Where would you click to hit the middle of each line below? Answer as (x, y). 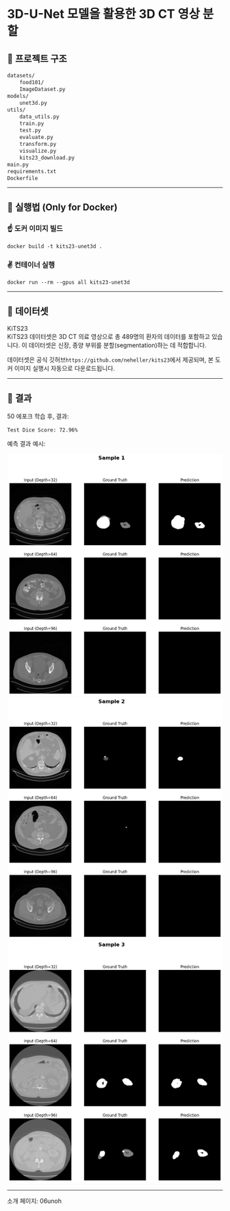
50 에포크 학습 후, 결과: (38, 416)
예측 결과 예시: (26, 443)
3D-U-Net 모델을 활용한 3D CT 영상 (104, 14)
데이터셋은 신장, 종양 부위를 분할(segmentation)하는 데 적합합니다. (117, 345)
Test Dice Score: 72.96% (42, 430)
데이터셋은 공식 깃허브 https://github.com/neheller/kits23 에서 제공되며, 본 (111, 360)
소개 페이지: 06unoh (35, 1201)
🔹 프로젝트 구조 (37, 59)
